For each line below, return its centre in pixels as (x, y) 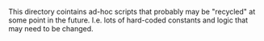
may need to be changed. (51, 29)
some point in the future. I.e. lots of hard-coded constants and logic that (128, 20)
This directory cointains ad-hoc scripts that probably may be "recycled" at (132, 12)
